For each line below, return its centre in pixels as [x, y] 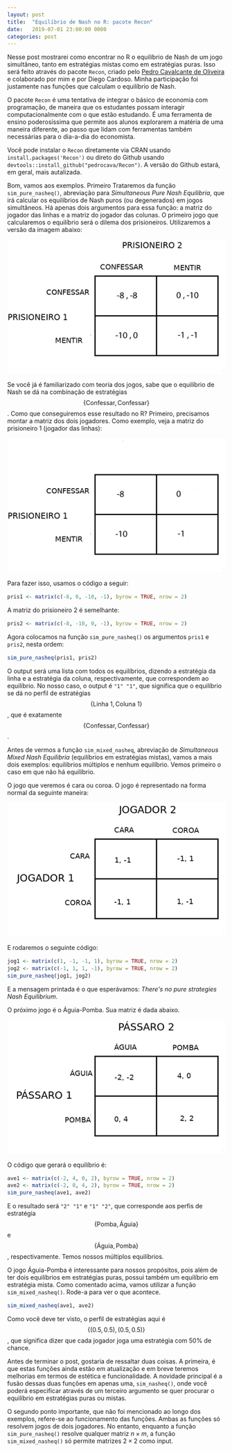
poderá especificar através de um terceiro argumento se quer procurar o [111, 1391]
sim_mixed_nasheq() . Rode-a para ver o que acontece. [84, 1292]
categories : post [32, 37]
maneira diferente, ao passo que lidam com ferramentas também [100, 129]
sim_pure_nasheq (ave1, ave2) [49, 1193]
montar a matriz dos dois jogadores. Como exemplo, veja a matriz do [106, 421]
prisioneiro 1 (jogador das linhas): [55, 429]
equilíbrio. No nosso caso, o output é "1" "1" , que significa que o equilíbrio [115, 685]
